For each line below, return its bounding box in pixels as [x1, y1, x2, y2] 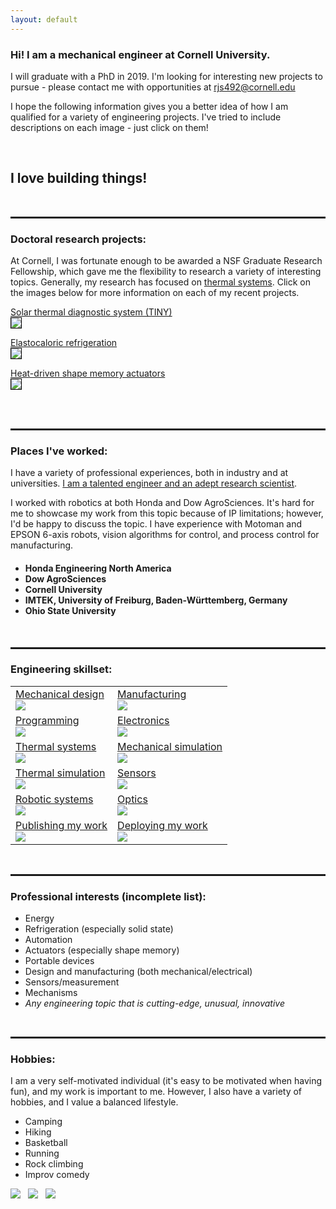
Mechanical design [15, 687, 105, 701]
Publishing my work [15, 818, 108, 832]
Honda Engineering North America [24, 562, 172, 574]
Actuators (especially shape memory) [24, 944, 180, 956]
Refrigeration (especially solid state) [24, 923, 174, 935]
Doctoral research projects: [10, 232, 147, 246]
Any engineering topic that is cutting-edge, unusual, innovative [24, 997, 285, 1010]
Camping [24, 1116, 63, 1128]
